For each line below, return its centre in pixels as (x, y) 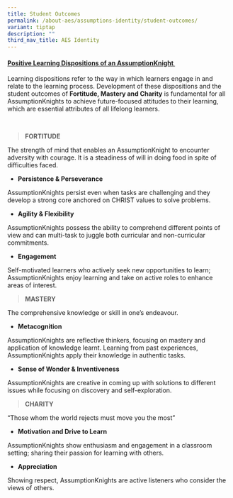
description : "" (31, 34)
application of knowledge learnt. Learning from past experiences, (103, 348)
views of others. (31, 488)
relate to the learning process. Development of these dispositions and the (114, 87)
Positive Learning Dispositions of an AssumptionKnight (91, 63)
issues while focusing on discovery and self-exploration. (90, 390)
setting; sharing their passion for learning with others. (86, 453)
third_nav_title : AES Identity (53, 40)
